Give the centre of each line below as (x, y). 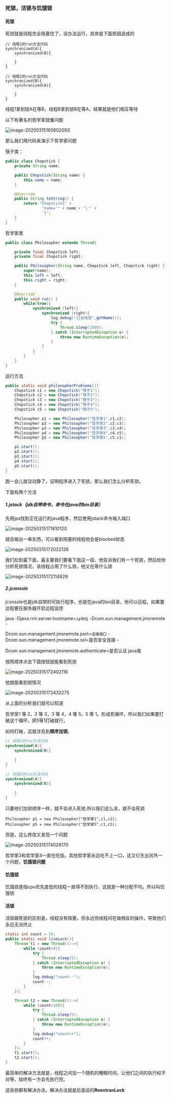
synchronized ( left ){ (55, 309)
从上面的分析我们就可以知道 (34, 703)
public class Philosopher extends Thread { (51, 243)
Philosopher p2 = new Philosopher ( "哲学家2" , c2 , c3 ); (70, 423)
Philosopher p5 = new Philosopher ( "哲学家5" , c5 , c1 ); (70, 438)
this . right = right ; (45, 280)
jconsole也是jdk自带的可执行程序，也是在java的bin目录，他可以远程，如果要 (85, 602)
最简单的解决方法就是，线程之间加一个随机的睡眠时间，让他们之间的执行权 (83, 1072)
